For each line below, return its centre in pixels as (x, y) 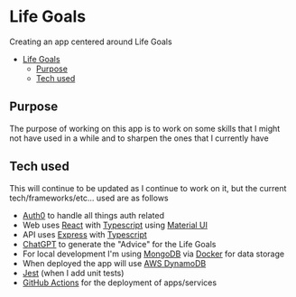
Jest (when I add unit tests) (73, 273)
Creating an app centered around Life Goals (91, 42)
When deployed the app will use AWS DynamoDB (114, 263)
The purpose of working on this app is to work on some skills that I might (145, 128)
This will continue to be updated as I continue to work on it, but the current (148, 188)
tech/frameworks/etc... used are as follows (89, 198)
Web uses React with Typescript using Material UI (115, 225)
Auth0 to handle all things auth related (93, 215)
